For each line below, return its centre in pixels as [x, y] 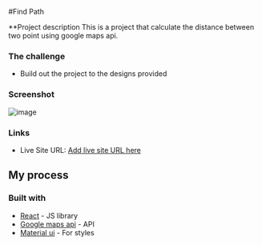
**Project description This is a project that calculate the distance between [131, 27]
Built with [27, 198]
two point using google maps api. [63, 36]
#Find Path [26, 12]
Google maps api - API [57, 224]
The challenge [37, 56]
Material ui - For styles [57, 232]
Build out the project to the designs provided [93, 74]
